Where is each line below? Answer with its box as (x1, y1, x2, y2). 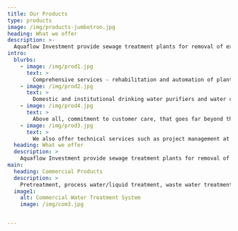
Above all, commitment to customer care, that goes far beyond (33, 115, 223, 122)
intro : (7, 50, 27, 57)
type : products (7, 17, 52, 24)
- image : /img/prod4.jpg (20, 102, 93, 109)
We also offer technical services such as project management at (33, 135, 230, 142)
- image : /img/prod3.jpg (20, 122, 93, 129)
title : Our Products (7, 10, 69, 18)
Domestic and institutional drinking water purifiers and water (33, 96, 227, 103)
